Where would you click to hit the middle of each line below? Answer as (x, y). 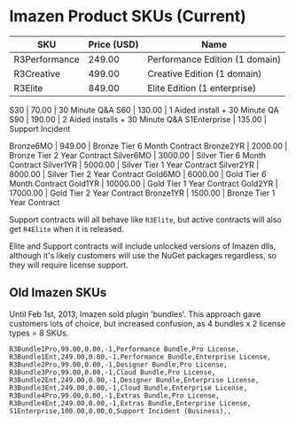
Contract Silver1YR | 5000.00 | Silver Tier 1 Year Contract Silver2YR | (134, 165)
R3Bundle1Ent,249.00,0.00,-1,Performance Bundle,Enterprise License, (140, 357)
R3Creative (37, 73)
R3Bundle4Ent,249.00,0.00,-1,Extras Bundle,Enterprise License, (130, 403)
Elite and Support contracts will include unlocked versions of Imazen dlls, (143, 246)
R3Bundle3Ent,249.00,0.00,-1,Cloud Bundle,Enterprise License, (129, 388)
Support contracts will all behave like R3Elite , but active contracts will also (145, 220)
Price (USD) (113, 44)
